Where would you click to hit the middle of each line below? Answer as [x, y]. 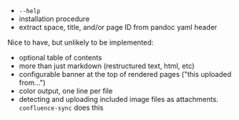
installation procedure [54, 19]
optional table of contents [61, 58]
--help [29, 11]
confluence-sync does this [61, 107]
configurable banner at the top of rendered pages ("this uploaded [125, 74]
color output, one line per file [66, 91]
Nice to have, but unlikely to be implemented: [81, 42]
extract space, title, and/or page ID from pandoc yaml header [118, 27]
